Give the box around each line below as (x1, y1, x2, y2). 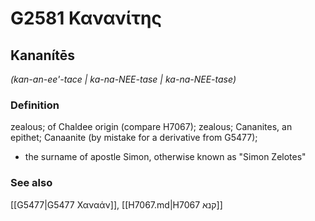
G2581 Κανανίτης (10, 7, 162, 30)
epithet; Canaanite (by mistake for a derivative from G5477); (10, 132, 258, 144)
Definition (10, 98, 60, 112)
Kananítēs (10, 47, 76, 64)
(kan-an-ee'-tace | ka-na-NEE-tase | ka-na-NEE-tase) (10, 73, 237, 85)
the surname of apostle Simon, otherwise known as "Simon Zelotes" (24, 151, 307, 163)
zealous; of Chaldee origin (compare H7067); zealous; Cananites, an (10, 121, 293, 133)
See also (10, 176, 53, 190)
